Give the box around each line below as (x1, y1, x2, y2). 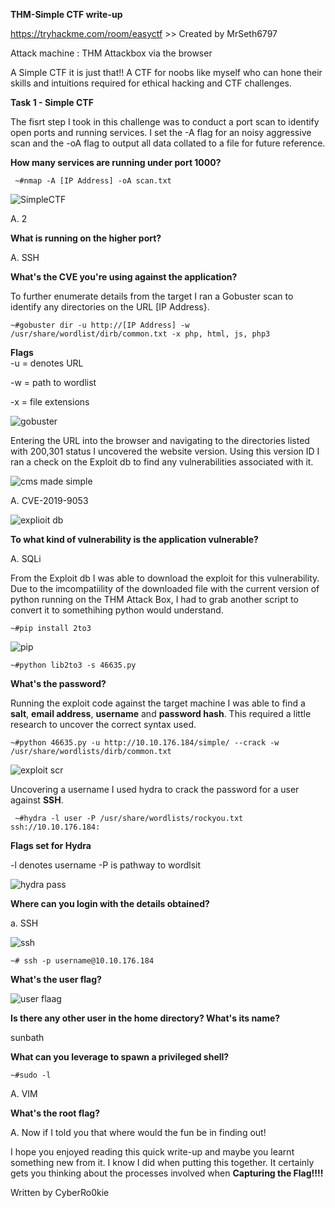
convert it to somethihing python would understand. (10, 604, 224, 616)
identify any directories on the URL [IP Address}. (10, 301, 210, 313)
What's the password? (10, 678, 107, 689)
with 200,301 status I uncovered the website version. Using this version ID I (10, 445, 320, 457)
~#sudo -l (10, 1070, 52, 1080)
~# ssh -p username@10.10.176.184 (10, 956, 155, 966)
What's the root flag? (10, 1107, 100, 1119)
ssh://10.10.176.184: (10, 822, 101, 832)
